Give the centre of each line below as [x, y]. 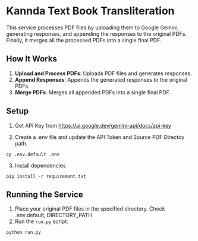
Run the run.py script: [41, 221]
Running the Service [45, 194]
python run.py [24, 233]
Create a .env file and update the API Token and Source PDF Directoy [100, 137]
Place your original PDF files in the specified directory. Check [90, 209]
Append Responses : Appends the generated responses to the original [101, 79]
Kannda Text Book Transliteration [90, 11]
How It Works [32, 59]
